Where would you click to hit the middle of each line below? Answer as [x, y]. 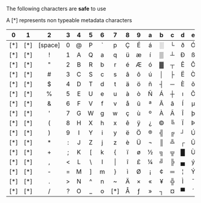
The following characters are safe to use [56, 9]
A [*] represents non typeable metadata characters [69, 20]
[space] [49, 45]
